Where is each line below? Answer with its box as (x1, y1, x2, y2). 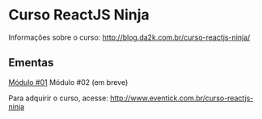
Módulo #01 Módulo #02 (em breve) (8, 77, 129, 87)
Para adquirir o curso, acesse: (8, 93, 109, 103)
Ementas (8, 56, 54, 70)
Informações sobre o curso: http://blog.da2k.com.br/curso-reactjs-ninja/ (8, 32, 251, 42)
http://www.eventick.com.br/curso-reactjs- (110, 93, 254, 103)
